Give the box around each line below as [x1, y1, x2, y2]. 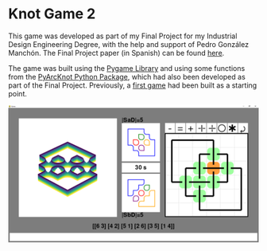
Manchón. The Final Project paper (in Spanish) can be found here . [8, 48, 225, 57]
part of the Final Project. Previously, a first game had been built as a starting [8, 80, 257, 90]
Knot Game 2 [8, 5, 96, 23]
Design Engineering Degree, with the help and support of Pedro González [8, 39, 249, 49]
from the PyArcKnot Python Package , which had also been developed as [8, 72, 246, 81]
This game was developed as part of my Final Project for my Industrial [8, 31, 238, 41]
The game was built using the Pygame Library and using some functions [8, 63, 246, 73]
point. [8, 88, 28, 98]
